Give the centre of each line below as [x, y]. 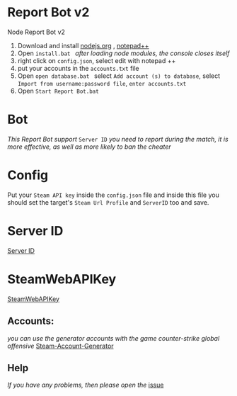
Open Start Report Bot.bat [58, 91]
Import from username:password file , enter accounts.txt [102, 83]
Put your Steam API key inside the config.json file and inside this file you [113, 195]
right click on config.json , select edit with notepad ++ [97, 60]
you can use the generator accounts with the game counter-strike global [114, 338]
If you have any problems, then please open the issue [86, 385]
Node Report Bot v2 [36, 32]
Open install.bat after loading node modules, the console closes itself [123, 53]
